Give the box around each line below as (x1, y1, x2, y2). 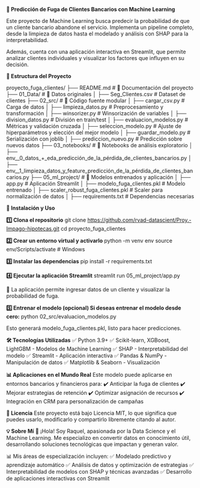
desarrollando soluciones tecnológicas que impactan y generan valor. (6, 441, 179, 448)
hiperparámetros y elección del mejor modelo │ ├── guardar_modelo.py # (6, 129, 191, 136)
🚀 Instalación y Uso (6, 204, 55, 212)
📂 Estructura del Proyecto (6, 73, 71, 79)
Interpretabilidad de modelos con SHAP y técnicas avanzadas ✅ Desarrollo (6, 468, 192, 475)
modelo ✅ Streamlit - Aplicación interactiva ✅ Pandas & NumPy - (6, 352, 167, 359)
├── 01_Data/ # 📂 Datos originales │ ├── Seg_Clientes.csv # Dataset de (6, 91, 186, 97)
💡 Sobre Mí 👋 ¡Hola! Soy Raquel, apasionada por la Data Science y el (6, 427, 176, 435)
